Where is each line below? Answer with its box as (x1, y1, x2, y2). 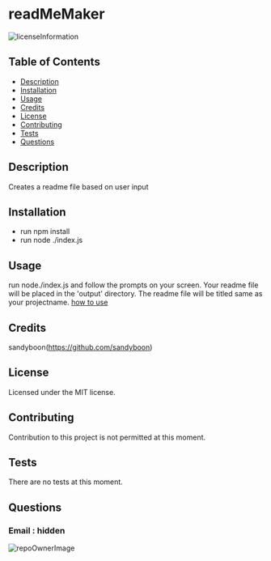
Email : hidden (8, 525, 66, 536)
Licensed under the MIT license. (8, 387, 116, 397)
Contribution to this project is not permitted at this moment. (8, 432, 206, 442)
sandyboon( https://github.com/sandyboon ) (8, 342, 153, 352)
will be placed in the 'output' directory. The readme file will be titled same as (8, 289, 263, 299)
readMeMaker (8, 5, 105, 23)
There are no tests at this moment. (8, 477, 123, 487)
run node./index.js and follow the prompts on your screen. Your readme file (8, 280, 259, 290)
